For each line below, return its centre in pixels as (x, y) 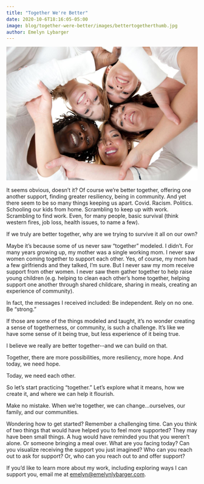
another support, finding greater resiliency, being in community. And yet (96, 197)
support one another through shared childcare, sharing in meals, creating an (102, 285)
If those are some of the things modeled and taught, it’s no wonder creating (101, 321)
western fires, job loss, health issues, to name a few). (73, 222)
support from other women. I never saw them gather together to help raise (99, 272)
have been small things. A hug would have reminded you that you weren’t (98, 437)
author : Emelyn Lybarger (38, 32)
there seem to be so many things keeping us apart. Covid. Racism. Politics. (100, 203)
